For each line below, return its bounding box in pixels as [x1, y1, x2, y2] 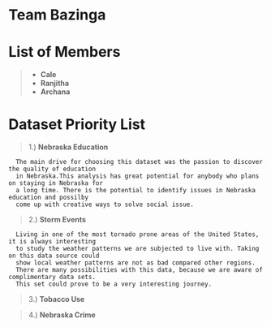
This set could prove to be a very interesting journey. [15, 280, 213, 289]
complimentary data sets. [8, 273, 96, 282]
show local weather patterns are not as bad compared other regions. [15, 259, 256, 267]
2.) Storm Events [28, 215, 87, 225]
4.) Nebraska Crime [28, 310, 96, 320]
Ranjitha [40, 79, 70, 88]
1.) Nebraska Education [28, 142, 109, 152]
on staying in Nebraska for [8, 179, 104, 187]
